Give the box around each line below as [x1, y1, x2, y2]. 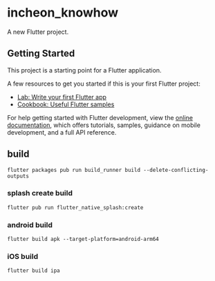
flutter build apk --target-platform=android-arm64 [7, 236, 159, 243]
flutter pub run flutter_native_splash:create [7, 204, 144, 211]
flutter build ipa [7, 267, 60, 274]
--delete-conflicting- [142, 166, 209, 173]
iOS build [7, 252, 39, 262]
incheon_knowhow [7, 5, 119, 21]
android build [7, 220, 53, 229]
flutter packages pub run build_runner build [7, 166, 140, 173]
